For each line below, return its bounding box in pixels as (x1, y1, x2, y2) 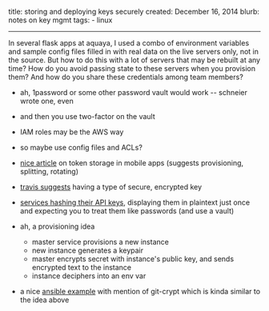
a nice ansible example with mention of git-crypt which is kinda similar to (19, 287, 261, 296)
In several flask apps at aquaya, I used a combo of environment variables (8, 38, 250, 47)
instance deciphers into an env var (31, 271, 147, 281)
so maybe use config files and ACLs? (19, 143, 143, 152)
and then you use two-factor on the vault (19, 112, 156, 121)
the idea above (19, 295, 70, 305)
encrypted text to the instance (31, 263, 132, 272)
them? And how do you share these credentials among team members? (8, 72, 244, 82)
